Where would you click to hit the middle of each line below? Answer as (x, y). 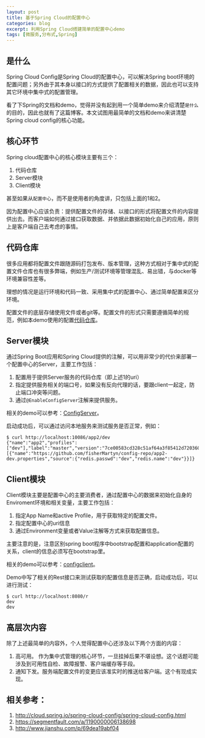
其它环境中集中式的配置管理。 (44, 91)
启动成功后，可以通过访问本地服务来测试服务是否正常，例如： (84, 426)
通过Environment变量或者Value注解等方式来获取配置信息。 (89, 531)
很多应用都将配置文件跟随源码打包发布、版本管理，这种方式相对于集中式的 (100, 263)
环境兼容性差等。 (28, 279)
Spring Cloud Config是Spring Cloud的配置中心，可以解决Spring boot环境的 (101, 76)
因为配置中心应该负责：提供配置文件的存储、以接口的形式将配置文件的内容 (100, 211)
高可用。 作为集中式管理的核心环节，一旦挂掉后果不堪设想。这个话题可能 (107, 656)
